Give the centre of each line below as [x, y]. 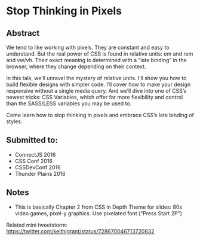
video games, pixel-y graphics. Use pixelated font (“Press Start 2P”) [98, 213]
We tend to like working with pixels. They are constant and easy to [88, 47]
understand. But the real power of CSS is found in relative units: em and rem [100, 54]
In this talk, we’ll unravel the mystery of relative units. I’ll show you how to [96, 78]
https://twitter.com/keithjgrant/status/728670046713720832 [80, 231]
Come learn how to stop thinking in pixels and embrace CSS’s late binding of [100, 115]
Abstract [23, 33]
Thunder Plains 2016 [40, 173]
